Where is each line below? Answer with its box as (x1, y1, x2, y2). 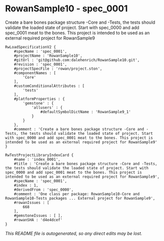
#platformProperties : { (14, 96, 65, 101)
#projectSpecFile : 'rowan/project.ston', (14, 66, 102, 71)
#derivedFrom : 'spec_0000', (14, 187, 74, 192)
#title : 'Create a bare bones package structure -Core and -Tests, (14, 161, 158, 166)
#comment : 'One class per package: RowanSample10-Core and (14, 191, 140, 197)
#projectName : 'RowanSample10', (14, 53, 83, 58)
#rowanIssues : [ (14, 200, 50, 205)
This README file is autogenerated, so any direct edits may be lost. (5, 230, 142, 236)
